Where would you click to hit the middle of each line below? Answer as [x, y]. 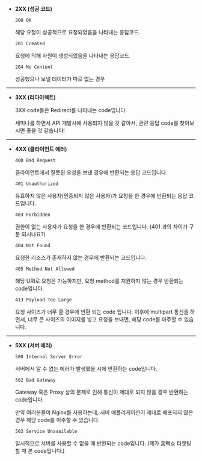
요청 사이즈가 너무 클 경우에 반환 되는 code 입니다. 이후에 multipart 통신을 [102, 312]
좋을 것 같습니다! [45, 131]
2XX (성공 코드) [33, 9]
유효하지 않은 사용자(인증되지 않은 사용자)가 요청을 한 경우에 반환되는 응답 [101, 196]
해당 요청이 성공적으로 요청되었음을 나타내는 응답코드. [78, 32]
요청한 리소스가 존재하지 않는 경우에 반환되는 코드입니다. [81, 257]
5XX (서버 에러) [33, 345]
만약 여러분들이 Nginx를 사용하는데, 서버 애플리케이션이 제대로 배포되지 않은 [104, 412]
